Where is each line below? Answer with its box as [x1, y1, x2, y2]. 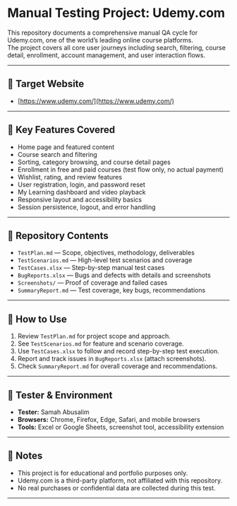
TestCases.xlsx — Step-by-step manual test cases [17, 264, 165, 272]
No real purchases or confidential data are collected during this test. [17, 483, 217, 492]
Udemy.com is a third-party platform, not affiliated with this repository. [17, 476, 223, 485]
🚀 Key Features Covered [7, 124, 115, 136]
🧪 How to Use [7, 313, 67, 325]
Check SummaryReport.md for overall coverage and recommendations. [17, 362, 218, 370]
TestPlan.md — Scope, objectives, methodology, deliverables [17, 249, 195, 257]
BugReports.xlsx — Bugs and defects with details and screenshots [17, 271, 212, 280]
